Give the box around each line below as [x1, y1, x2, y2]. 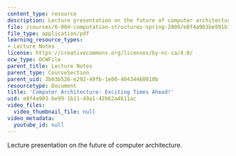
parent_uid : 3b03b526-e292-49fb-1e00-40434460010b [7, 75, 159, 83]
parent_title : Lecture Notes [7, 63, 93, 70]
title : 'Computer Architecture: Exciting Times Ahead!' [7, 89, 174, 96]
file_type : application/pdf [7, 30, 90, 37]
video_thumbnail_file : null [13, 108, 96, 115]
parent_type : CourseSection [7, 69, 90, 76]
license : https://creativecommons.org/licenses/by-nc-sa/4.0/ [7, 50, 193, 57]
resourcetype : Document [7, 82, 77, 89]
